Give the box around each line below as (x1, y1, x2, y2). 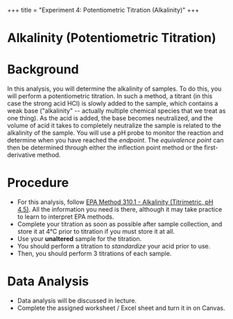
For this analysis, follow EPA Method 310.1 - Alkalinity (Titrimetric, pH (17, 198, 214, 206)
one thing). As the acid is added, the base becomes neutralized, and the (7, 114, 214, 122)
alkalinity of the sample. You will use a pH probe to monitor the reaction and (7, 129, 224, 137)
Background (7, 62, 79, 78)
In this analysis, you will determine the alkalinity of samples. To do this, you (7, 84, 222, 93)
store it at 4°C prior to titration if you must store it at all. (17, 228, 175, 236)
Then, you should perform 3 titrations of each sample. (17, 249, 172, 258)
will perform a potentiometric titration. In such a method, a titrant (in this (7, 92, 213, 100)
